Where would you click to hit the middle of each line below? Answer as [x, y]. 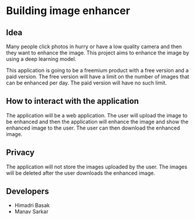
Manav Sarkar [31, 212]
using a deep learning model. [41, 59]
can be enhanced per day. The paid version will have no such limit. [86, 83]
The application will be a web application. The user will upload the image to [97, 115]
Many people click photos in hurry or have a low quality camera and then [94, 46]
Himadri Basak [32, 205]
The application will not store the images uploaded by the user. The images [97, 167]
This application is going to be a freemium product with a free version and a [97, 70]
